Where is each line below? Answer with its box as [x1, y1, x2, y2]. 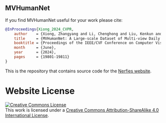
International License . [5, 112, 49, 118]
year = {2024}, [14, 50, 56, 55]
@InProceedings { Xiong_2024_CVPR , [5, 27, 74, 32]
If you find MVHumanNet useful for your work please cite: [5, 17, 123, 23]
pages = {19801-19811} [14, 55, 70, 60]
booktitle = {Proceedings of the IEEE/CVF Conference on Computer [14, 41, 154, 46]
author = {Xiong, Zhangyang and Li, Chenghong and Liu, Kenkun [14, 31, 154, 36]
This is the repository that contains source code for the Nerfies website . [5, 68, 152, 74]
